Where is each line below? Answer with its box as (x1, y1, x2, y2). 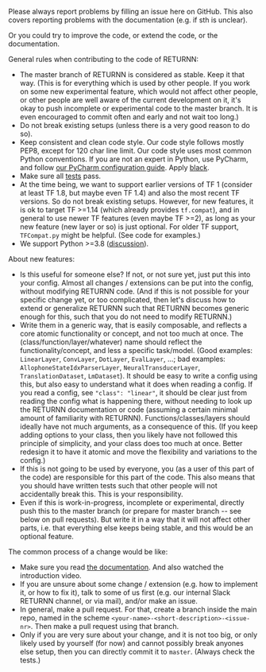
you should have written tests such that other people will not (19, 481, 218, 490)
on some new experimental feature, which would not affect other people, (19, 87, 258, 96)
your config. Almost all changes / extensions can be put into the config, (19, 278, 254, 287)
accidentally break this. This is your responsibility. (19, 489, 183, 499)
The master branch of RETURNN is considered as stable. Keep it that (19, 70, 245, 79)
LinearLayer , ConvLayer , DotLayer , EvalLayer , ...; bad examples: (19, 354, 226, 363)
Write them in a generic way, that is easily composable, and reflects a (19, 320, 248, 329)
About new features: (8, 254, 75, 263)
